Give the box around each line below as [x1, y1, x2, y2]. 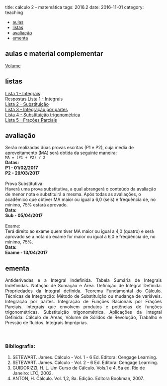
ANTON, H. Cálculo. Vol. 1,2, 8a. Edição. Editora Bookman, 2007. [12, 375, 144, 381]
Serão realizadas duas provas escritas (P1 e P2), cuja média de [5, 145, 134, 151]
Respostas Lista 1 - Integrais [5, 96, 63, 102]
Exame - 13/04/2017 [5, 249, 48, 256]
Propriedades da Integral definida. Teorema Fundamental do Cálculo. [5, 288, 162, 294]
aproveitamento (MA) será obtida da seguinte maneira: [5, 150, 117, 156]
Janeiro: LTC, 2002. [12, 370, 53, 376]
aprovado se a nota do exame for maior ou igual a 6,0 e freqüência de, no [5, 234, 156, 240]
